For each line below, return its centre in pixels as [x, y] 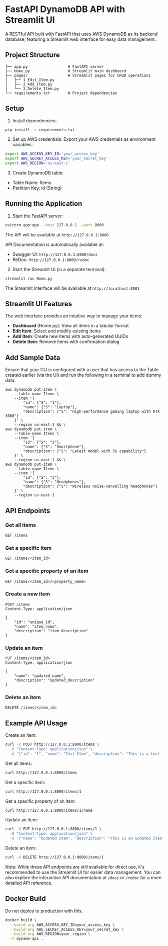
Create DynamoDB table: [38, 173]
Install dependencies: [34, 120]
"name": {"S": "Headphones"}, [54, 482]
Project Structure [32, 55]
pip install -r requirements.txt [40, 130]
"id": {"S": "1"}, [42, 403]
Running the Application [44, 204]
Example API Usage [36, 723]
